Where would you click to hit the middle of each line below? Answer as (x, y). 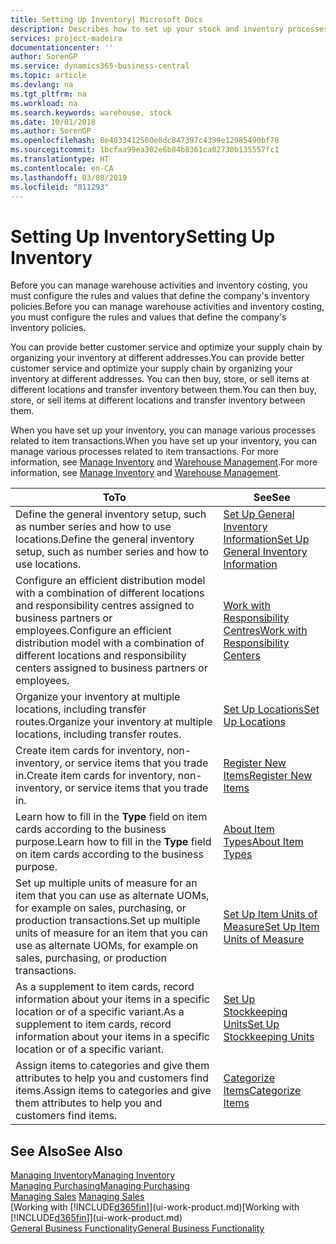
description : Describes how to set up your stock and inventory (147, 29)
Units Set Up (251, 1024)
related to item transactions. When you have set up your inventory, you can (163, 441)
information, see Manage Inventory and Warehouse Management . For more (164, 462)
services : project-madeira (66, 38)
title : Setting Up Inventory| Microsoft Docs (106, 19)
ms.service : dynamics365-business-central (100, 66)
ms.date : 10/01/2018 (53, 122)
